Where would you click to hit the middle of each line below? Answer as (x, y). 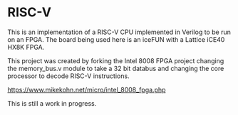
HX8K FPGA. (26, 47)
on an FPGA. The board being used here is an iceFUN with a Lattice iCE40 (116, 39)
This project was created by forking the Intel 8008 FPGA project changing (116, 60)
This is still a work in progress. (52, 103)
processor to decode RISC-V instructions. (68, 76)
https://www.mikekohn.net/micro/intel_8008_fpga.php (87, 89)
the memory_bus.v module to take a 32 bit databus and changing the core (116, 68)
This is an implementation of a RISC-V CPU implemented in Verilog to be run (119, 32)
